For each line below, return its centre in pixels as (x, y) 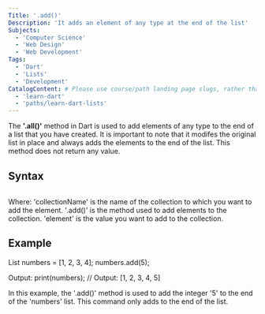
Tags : (17, 60)
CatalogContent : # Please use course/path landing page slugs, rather (127, 89)
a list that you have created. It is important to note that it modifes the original (132, 134)
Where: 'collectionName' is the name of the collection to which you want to (130, 201)
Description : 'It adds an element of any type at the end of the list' (128, 23)
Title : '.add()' (35, 15)
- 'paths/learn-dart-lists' (62, 103)
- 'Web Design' (40, 45)
